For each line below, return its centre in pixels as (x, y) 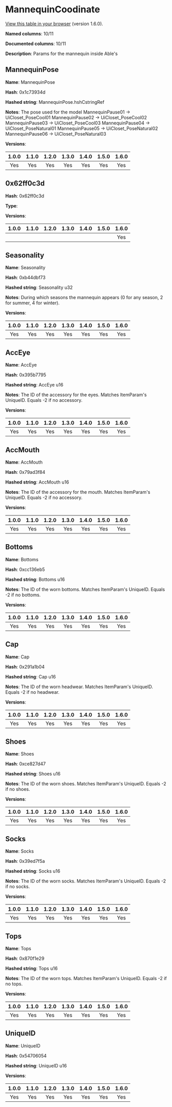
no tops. (14, 984)
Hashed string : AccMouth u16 (37, 482)
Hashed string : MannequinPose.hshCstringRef (55, 102)
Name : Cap (17, 657)
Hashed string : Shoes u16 (33, 774)
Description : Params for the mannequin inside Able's (62, 53)
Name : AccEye (21, 365)
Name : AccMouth (24, 462)
